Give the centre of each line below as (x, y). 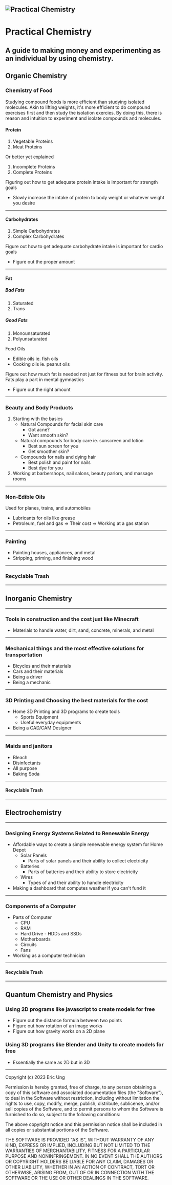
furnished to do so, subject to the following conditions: (63, 1114)
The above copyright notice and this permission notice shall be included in (84, 1124)
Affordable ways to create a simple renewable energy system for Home (88, 844)
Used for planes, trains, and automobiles (48, 508)
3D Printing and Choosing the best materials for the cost (77, 701)
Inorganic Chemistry (39, 599)
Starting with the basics (38, 419)
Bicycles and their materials (42, 666)
